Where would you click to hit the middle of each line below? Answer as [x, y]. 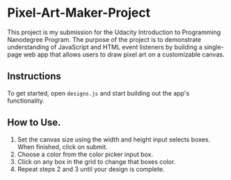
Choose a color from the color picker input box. [85, 154]
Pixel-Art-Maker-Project [79, 13]
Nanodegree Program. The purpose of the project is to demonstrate [104, 39]
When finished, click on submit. [62, 147]
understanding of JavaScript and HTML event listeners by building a [105, 47]
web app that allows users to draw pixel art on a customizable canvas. [124, 54]
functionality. [26, 100]
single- [214, 47]
